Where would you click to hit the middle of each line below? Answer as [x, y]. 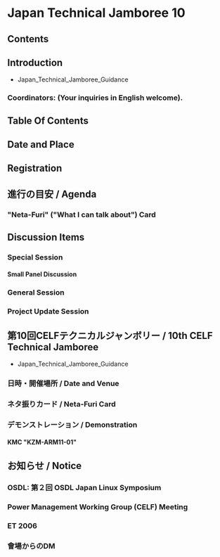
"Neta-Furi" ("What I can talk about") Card [82, 215]
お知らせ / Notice [45, 466]
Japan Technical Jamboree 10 [96, 13]
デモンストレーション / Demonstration [72, 425]
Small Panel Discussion [42, 274]
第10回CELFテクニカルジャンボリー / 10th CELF [110, 335]
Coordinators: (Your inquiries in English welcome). [95, 98]
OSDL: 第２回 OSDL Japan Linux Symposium [84, 488]
